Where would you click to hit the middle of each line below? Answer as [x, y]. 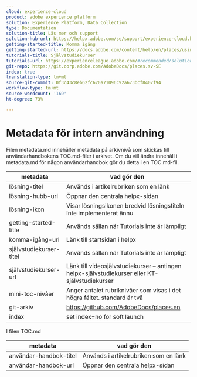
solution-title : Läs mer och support [52, 34]
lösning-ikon [27, 209]
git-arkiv [21, 307]
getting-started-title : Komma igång [51, 45]
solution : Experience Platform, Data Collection [67, 22]
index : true [21, 72]
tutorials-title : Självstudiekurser [51, 55]
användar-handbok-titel [43, 355]
